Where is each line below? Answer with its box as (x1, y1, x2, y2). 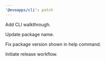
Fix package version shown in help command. (5, 41, 101, 47)
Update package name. (5, 31, 54, 37)
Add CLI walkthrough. (5, 21, 51, 27)
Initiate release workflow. (5, 51, 57, 57)
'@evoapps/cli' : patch (5, 7, 53, 13)
